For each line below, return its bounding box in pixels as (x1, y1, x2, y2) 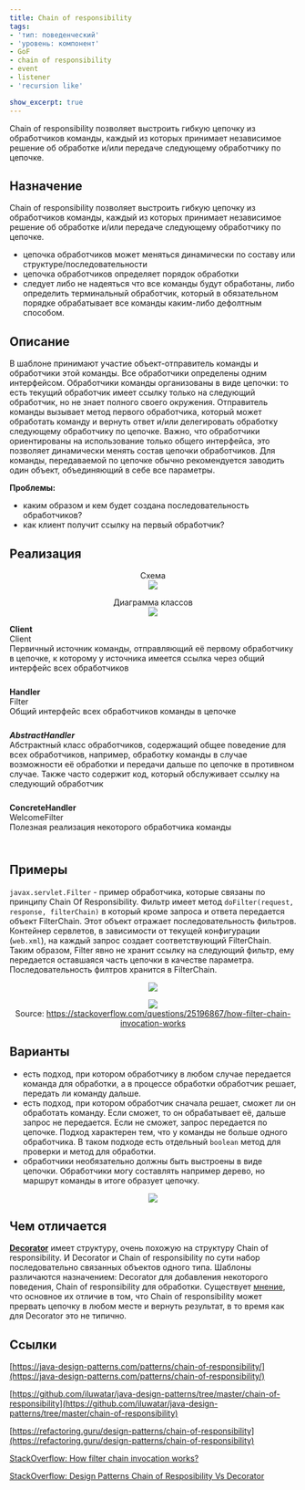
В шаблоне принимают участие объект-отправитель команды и (9, 358, 259, 370)
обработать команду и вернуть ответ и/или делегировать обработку (9, 416, 279, 427)
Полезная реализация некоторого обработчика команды (9, 821, 232, 832)
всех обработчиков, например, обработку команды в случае (9, 749, 248, 760)
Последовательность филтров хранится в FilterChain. (9, 964, 218, 974)
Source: (15, 1007, 45, 1018)
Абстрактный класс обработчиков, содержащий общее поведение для (9, 739, 287, 750)
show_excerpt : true (9, 98, 84, 107)
